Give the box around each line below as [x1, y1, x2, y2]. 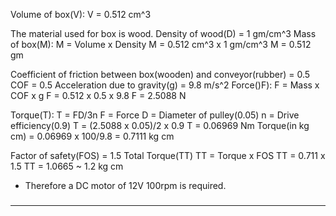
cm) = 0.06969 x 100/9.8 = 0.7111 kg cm [10, 130, 175, 142]
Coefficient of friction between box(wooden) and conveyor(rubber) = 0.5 [10, 69, 311, 80]
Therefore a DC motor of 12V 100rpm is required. [24, 180, 227, 191]
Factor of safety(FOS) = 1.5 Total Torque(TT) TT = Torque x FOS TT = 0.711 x [10, 150, 326, 161]
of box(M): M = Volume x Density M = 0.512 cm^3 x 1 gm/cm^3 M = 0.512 [10, 39, 312, 50]
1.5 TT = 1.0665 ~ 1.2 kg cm [10, 160, 124, 172]
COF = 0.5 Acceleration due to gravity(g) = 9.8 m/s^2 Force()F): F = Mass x [10, 79, 320, 91]
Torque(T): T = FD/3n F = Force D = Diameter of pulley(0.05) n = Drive [10, 109, 300, 121]
